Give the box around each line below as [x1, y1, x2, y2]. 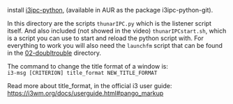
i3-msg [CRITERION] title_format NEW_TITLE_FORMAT [7, 69, 158, 76]
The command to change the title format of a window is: [7, 62, 169, 70]
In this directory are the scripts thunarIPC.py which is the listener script [7, 19, 211, 27]
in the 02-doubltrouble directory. [7, 49, 101, 57]
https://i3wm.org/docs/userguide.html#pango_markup [7, 89, 164, 97]
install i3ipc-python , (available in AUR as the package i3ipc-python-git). [7, 6, 213, 14]
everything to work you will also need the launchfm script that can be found [7, 42, 223, 49]
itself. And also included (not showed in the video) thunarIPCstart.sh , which [7, 27, 227, 35]
